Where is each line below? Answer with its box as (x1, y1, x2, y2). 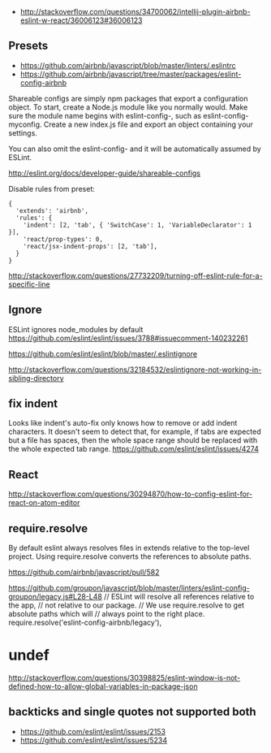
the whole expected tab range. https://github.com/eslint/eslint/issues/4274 (8, 444, 260, 454)
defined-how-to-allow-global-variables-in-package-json (8, 682, 198, 691)
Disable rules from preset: (8, 184, 95, 193)
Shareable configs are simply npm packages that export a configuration (8, 93, 249, 103)
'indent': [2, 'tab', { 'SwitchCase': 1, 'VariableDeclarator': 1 (23, 221, 252, 229)
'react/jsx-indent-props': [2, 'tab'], (23, 242, 158, 250)
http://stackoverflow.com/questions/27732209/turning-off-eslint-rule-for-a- (8, 270, 263, 280)
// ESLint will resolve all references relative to (104, 592, 255, 602)
